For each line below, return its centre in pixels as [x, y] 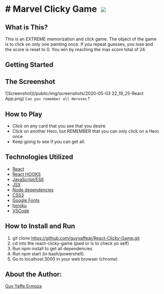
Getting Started [29, 65]
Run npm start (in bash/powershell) [48, 254]
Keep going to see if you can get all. [49, 142]
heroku [19, 206]
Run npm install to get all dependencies [52, 248]
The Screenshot [30, 81]
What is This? [27, 27]
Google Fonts [26, 200]
